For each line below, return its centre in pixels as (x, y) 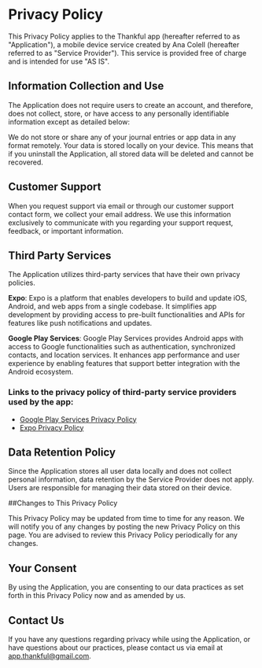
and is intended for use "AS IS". (59, 61)
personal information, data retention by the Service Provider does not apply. (131, 480)
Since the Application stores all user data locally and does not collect (120, 471)
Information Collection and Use (86, 86)
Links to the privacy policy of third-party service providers (122, 393)
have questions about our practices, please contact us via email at (116, 648)
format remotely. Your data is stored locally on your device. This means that (131, 145)
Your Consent (42, 568)
